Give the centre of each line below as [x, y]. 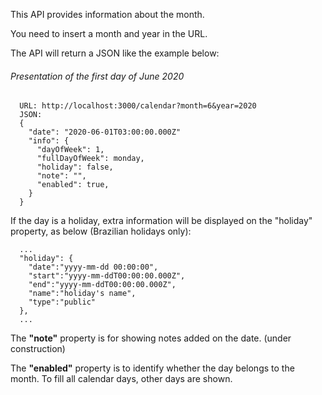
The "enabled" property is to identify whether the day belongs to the [152, 368]
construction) [38, 349]
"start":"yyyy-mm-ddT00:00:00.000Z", [107, 276]
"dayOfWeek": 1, [70, 150]
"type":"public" [62, 302]
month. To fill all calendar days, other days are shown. [121, 379]
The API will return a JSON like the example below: [115, 53]
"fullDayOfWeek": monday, [90, 159]
